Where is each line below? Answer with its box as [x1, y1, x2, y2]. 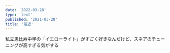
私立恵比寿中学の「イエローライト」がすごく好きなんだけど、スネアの [5, 36, 152, 42]
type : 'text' [5, 12, 33, 17]
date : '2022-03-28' [5, 7, 47, 13]
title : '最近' [5, 21, 34, 27]
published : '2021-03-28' [5, 17, 58, 22]
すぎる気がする [27, 42, 59, 48]
